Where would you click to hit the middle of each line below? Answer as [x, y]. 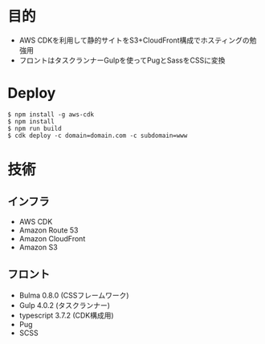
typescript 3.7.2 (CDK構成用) [66, 315]
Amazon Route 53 [49, 230]
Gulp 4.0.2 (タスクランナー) [64, 305]
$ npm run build [35, 128]
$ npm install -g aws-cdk [51, 114]
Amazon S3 [38, 247]
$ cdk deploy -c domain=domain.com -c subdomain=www [98, 136]
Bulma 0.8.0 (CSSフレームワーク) [74, 295]
